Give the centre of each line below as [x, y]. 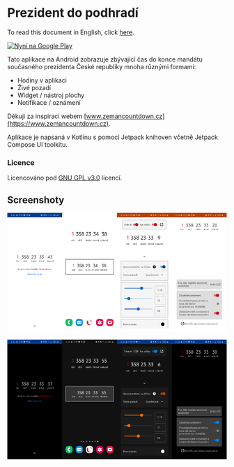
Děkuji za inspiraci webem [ [47, 116]
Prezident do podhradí [73, 13]
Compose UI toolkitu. [38, 144]
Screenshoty [36, 200]
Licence [21, 162]
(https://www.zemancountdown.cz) [58, 123]
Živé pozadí [34, 87]
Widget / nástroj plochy [51, 95]
